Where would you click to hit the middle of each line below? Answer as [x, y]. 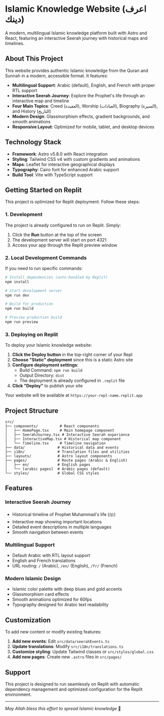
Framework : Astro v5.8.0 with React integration [60, 154]
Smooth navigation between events [48, 532]
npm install [17, 282]
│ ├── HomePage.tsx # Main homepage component [60, 431]
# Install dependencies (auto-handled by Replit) [57, 277]
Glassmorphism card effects [41, 594]
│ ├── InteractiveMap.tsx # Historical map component [63, 439]
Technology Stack [33, 142]
